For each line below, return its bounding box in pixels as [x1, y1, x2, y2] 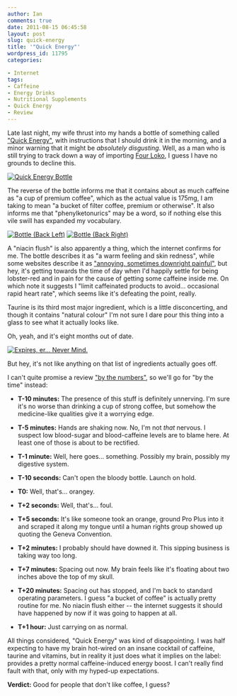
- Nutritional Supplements [7, 96, 87, 103]
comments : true [7, 17, 52, 24]
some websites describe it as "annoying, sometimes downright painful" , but [7, 259, 228, 267]
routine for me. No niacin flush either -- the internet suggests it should [17, 601, 223, 609]
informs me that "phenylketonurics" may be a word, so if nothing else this [7, 209, 221, 217]
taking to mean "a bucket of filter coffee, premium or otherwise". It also [7, 201, 214, 210]
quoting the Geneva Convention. [17, 530, 112, 538]
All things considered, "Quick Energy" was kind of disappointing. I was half [7, 636, 226, 645]
